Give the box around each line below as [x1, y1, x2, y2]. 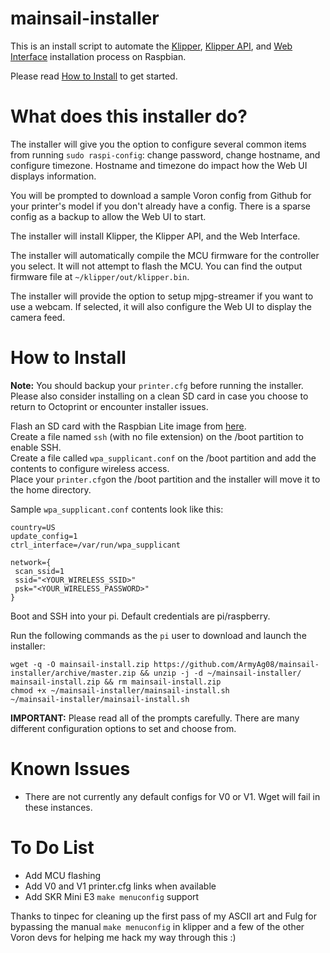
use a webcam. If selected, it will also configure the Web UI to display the [10, 300, 312, 312]
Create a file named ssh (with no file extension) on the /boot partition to [10, 430, 304, 442]
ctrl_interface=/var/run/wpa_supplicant [10, 540, 182, 550]
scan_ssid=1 [14, 566, 65, 576]
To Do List [10, 836, 95, 859]
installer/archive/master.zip [10, 668, 137, 678]
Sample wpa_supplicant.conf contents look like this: [10, 503, 224, 515]
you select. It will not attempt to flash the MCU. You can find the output [10, 260, 303, 272]
